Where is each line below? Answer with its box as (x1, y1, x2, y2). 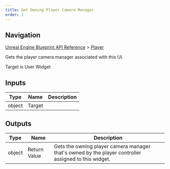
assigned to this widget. (54, 155, 111, 162)
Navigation (5, 31, 40, 39)
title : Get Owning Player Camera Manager (5, 7, 94, 13)
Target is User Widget (5, 64, 51, 70)
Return (27, 146, 44, 153)
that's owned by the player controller (54, 149, 142, 156)
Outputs (5, 119, 32, 128)
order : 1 (5, 12, 24, 17)
